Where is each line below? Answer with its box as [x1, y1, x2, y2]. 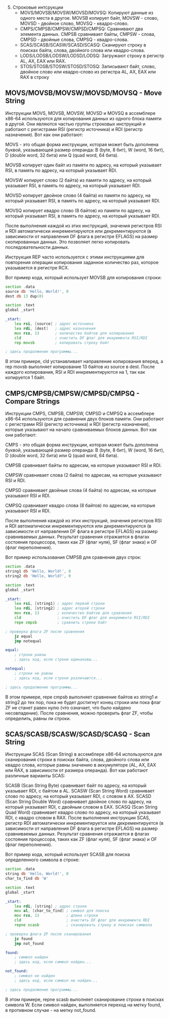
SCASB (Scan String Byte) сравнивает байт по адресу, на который [5, 782, 147, 788]
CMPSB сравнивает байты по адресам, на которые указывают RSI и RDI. [5, 462, 162, 468]
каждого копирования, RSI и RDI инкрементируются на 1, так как [5, 369, 145, 375]
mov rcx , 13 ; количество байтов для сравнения [14, 610, 132, 616]
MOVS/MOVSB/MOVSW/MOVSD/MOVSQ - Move [5, 88, 162, 98]
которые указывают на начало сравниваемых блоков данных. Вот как [5, 427, 157, 433]
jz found [14, 936, 33, 941]
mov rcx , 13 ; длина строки [14, 913, 98, 918]
